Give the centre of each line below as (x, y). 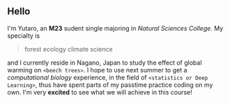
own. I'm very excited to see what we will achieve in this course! (100, 92)
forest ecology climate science (68, 49)
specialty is (24, 35)
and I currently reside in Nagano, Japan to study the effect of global (105, 63)
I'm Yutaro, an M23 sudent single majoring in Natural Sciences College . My (115, 28)
